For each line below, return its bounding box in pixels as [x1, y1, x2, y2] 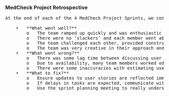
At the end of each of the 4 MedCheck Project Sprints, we [5, 15, 154, 21]
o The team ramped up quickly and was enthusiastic [26, 30, 162, 36]
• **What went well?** [16, 25, 77, 31]
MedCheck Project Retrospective [5, 4, 88, 11]
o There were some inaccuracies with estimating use [26, 65, 164, 71]
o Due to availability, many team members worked [26, 60, 157, 66]
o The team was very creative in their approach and [26, 45, 164, 51]
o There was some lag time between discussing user [26, 55, 162, 61]
